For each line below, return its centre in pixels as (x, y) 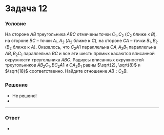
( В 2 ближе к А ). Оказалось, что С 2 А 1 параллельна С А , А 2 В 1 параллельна (81, 48)
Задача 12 (26, 9)
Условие (16, 24)
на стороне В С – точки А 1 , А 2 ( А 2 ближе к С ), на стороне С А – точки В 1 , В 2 (82, 41)
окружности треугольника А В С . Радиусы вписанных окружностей (74, 59)
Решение (17, 85)
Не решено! (24, 96)
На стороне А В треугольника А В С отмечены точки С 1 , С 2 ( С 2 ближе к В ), (81, 35)
